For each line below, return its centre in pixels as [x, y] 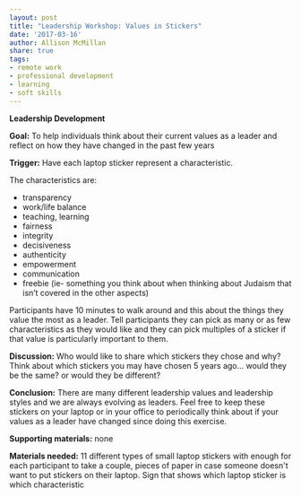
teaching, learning [56, 216]
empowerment [49, 264]
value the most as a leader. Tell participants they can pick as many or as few [150, 319]
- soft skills [36, 92]
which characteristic [47, 484]
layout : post [34, 17]
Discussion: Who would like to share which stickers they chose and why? [145, 356]
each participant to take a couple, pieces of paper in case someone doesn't [149, 465]
